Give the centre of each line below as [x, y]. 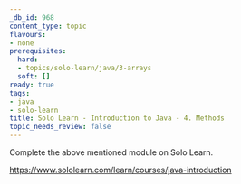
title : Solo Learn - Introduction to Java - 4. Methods [117, 118]
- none [22, 43]
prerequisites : [38, 51]
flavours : [28, 34]
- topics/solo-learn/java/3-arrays [85, 69]
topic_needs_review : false [60, 127]
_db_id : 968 [32, 18]
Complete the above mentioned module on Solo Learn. [111, 152]
